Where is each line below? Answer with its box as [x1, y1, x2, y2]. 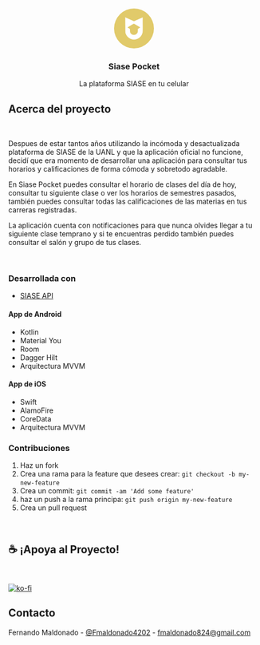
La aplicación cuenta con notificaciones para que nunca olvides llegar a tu [8, 220, 253, 231]
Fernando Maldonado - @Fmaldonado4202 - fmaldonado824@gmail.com [8, 627, 251, 637]
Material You [19, 335, 61, 345]
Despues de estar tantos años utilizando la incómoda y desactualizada [8, 139, 241, 148]
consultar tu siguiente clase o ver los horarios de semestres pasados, [8, 188, 237, 198]
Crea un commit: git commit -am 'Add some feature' [19, 486, 195, 496]
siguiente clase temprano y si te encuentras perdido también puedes [8, 229, 234, 239]
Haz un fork [19, 461, 59, 470]
